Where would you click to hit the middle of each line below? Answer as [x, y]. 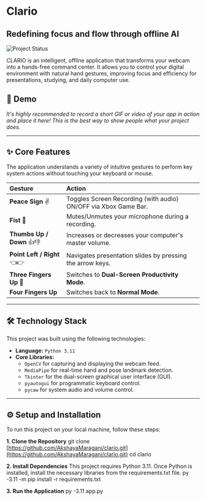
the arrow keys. [89, 263]
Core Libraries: [35, 357]
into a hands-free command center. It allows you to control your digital [95, 67]
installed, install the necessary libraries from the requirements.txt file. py [97, 473]
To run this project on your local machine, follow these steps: [83, 429]
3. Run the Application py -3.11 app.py [55, 491]
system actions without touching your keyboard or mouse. [80, 173]
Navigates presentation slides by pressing [127, 255]
